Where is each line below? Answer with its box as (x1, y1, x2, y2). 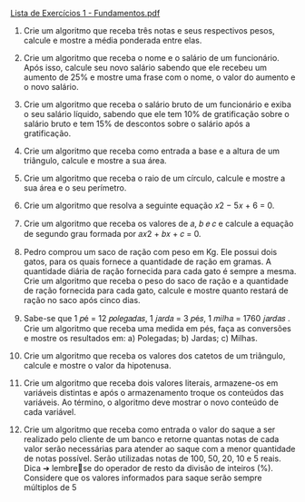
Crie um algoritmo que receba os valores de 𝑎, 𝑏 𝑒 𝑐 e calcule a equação (23, 218, 294, 229)
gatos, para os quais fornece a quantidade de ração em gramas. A (23, 256, 271, 267)
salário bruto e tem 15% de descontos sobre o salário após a (23, 118, 251, 129)
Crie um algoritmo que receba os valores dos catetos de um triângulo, (23, 350, 286, 361)
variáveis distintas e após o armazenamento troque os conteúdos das (23, 388, 284, 398)
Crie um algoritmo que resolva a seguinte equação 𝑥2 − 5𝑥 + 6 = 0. (23, 200, 275, 211)
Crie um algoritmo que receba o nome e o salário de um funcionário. (23, 53, 280, 63)
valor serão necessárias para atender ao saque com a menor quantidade (23, 444, 296, 454)
